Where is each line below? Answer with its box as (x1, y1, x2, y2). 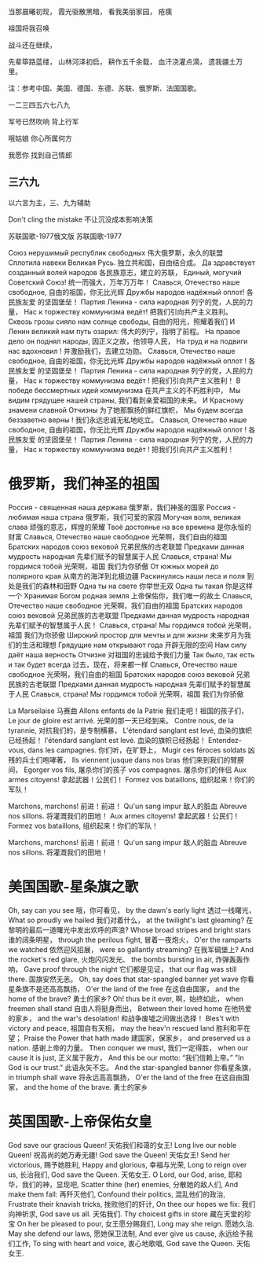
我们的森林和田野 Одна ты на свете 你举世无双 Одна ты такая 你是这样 (21, 581, 254, 590)
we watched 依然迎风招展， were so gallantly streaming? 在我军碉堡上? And (8, 944, 254, 954)
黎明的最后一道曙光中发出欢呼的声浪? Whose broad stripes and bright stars (8, 925, 251, 934)
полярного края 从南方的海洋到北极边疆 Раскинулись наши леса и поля (8, 571, 246, 580)
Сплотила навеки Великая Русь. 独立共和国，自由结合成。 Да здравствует (8, 258, 255, 267)
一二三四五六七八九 (8, 101, 71, 109)
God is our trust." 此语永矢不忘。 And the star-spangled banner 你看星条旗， (8, 1062, 256, 1072)
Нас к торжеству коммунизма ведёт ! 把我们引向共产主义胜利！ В (23, 376, 241, 385)
